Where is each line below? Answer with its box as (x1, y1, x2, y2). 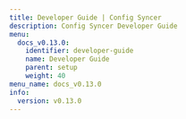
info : (9, 88, 30, 97)
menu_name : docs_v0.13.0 (9, 80, 102, 89)
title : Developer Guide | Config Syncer (9, 13, 163, 22)
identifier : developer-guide (25, 47, 134, 55)
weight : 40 (25, 72, 66, 81)
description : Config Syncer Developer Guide (9, 21, 178, 30)
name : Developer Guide (25, 55, 110, 64)
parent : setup (25, 64, 78, 72)
